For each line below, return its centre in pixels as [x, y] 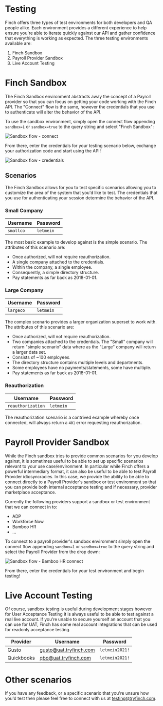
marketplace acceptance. [31, 492]
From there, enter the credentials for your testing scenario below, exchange [81, 146]
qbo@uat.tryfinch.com [65, 658]
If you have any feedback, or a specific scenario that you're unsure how [77, 693]
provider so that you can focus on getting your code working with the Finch [81, 102]
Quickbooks [21, 658]
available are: [18, 43]
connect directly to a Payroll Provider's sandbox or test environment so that [81, 482]
